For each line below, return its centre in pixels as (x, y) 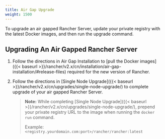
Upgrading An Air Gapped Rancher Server (71, 49)
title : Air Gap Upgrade (30, 10)
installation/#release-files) (39, 72)
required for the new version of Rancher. (108, 72)
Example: (34, 127)
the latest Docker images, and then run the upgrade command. (70, 34)
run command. (40, 118)
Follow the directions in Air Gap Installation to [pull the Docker (76, 61)
